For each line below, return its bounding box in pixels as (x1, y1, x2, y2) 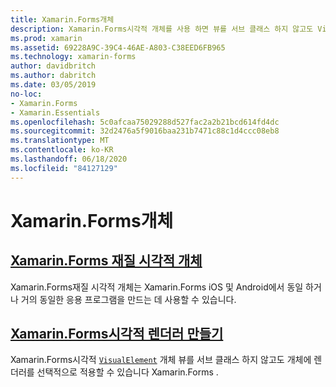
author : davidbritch (10, 61, 97, 71)
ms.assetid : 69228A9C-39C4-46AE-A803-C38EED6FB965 (10, 42, 226, 53)
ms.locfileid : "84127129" (10, 163, 118, 173)
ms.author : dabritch (10, 71, 97, 81)
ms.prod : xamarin (10, 33, 83, 43)
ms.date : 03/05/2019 (10, 80, 97, 90)
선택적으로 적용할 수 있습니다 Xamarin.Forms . (36, 366, 219, 378)
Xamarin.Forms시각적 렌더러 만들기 (10, 326, 224, 343)
